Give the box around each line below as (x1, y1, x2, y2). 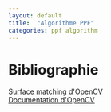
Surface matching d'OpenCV (8, 87, 104, 96)
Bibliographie (8, 60, 99, 79)
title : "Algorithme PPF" (8, 19, 94, 27)
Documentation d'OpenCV (8, 95, 95, 105)
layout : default (8, 11, 62, 20)
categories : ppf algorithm (8, 26, 98, 34)
